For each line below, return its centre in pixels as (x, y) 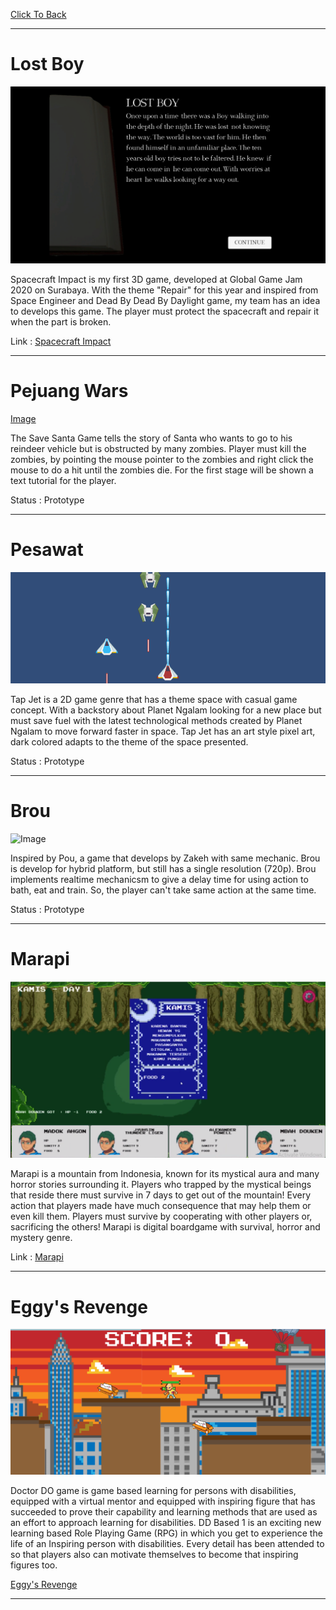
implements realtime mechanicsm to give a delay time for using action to (159, 880)
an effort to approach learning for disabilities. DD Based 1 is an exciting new (166, 1522)
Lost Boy (47, 64)
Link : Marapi (37, 1257)
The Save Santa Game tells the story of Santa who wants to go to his (151, 438)
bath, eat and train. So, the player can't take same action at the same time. (163, 890)
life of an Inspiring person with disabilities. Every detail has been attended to (167, 1543)
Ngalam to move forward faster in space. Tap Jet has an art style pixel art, (163, 731)
